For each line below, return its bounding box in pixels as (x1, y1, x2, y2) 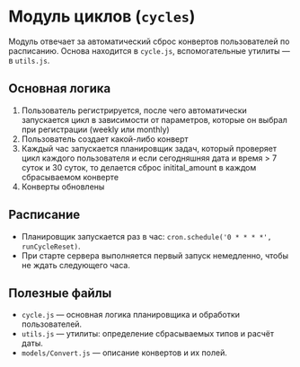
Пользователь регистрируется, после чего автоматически (21, 105, 248, 116)
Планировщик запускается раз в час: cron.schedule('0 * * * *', (21, 231, 272, 241)
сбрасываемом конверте (21, 171, 119, 182)
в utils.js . (8, 55, 50, 66)
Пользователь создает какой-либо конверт (21, 133, 190, 144)
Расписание (8, 207, 81, 223)
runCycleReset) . (21, 240, 82, 251)
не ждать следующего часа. (21, 259, 131, 270)
